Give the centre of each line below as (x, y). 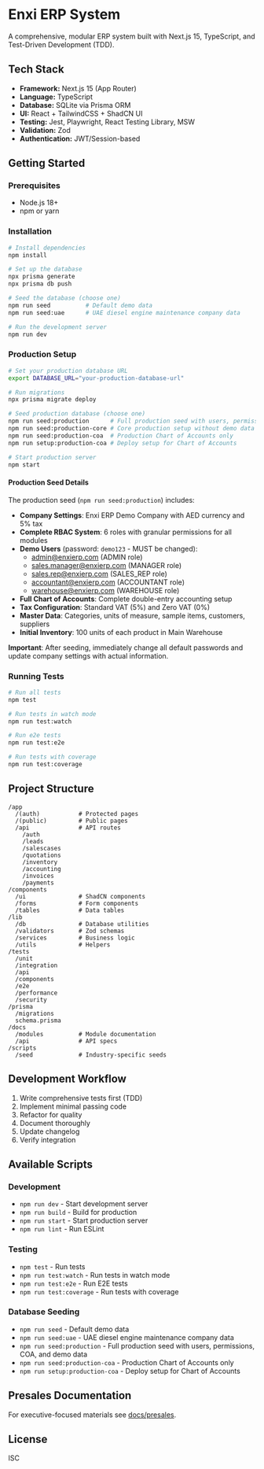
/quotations (42, 855)
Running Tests (36, 676)
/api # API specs (66, 1041)
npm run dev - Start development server (84, 1204)
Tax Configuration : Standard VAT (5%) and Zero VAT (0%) (115, 607)
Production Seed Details (48, 482)
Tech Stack (36, 70)
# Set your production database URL (68, 371)
